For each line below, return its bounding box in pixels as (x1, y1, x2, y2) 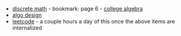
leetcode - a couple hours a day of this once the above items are (12, 18, 175, 25)
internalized (12, 24, 42, 31)
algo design (12, 11, 42, 19)
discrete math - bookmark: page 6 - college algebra (12, 5, 143, 12)
